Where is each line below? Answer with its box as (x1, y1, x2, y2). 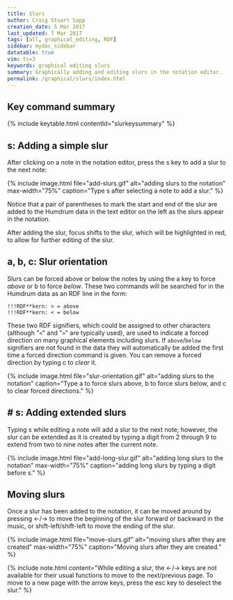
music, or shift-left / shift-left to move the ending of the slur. (7, 522, 175, 530)
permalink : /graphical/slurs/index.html (7, 75, 127, 82)
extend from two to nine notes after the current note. (7, 440, 159, 449)
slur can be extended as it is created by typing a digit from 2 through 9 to (7, 433, 217, 441)
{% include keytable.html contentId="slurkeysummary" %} (7, 119, 175, 128)
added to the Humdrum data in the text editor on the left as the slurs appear (7, 207, 224, 216)
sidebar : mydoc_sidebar (7, 43, 77, 50)
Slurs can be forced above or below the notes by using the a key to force (7, 274, 216, 283)
